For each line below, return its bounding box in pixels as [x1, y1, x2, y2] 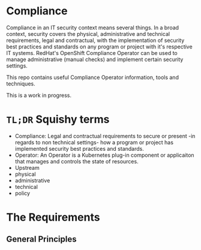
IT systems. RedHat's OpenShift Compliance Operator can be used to [6, 49, 178, 56]
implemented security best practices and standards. [14, 145, 144, 152]
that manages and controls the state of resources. [14, 157, 139, 165]
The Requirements [6, 211, 100, 224]
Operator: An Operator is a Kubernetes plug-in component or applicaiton [14, 151, 194, 158]
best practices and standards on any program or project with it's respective [6, 43, 193, 50]
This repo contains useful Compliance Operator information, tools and [6, 74, 179, 81]
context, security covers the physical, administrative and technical [6, 30, 170, 37]
